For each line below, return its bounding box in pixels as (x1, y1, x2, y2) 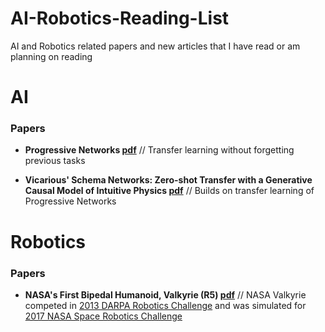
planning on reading (10, 50, 93, 62)
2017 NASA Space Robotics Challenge (24, 310, 183, 322)
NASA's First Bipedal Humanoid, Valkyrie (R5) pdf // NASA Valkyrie (24, 288, 307, 301)
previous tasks (24, 155, 86, 167)
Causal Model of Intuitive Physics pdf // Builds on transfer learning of (24, 185, 315, 197)
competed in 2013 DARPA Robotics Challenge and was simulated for (24, 299, 307, 311)
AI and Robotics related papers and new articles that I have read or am (10, 40, 301, 52)
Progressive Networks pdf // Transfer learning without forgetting (24, 144, 295, 156)
